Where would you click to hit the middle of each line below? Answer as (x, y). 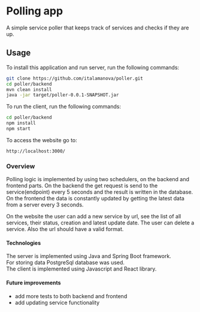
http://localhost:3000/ (36, 151)
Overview (21, 166)
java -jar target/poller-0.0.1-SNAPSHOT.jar (63, 95)
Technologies (24, 243)
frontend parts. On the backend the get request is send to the (82, 186)
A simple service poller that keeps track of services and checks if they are (98, 28)
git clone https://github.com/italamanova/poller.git (75, 78)
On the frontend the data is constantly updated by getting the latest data (95, 199)
